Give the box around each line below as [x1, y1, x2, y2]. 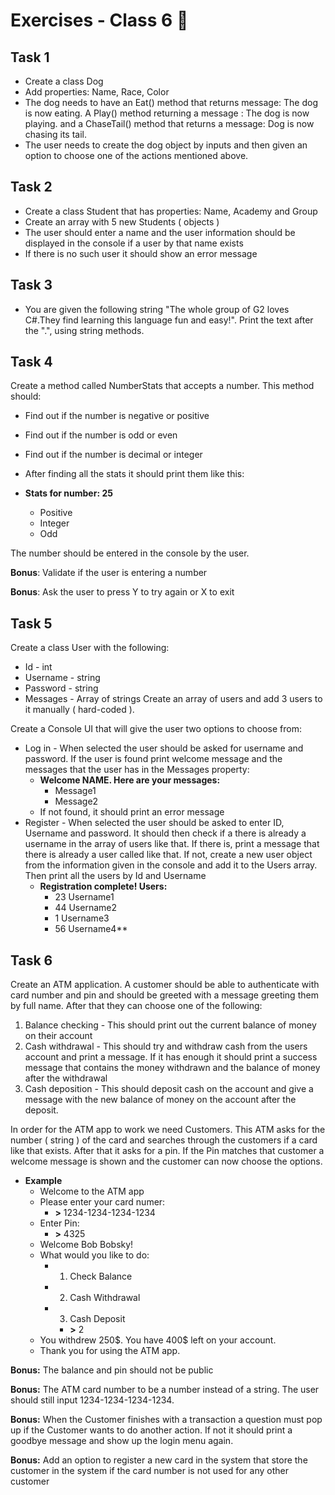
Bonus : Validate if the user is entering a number [10, 567, 208, 579]
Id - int [24, 661, 53, 673]
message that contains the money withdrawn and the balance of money [24, 1062, 321, 1074]
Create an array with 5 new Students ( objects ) [24, 215, 220, 228]
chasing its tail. [24, 129, 87, 140]
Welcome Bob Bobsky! [39, 1239, 134, 1251]
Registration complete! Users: [39, 880, 168, 893]
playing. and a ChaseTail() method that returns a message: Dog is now [24, 118, 315, 129]
